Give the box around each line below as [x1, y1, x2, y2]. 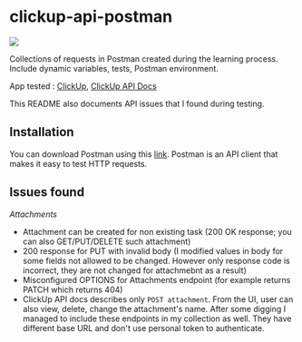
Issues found [9, 184, 84, 200]
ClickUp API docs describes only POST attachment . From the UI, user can [22, 293, 294, 305]
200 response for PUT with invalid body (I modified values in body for [22, 245, 284, 256]
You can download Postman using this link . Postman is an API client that [9, 148, 278, 160]
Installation [9, 124, 74, 140]
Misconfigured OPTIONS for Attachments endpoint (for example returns [22, 274, 291, 285]
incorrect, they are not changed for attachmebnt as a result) [22, 265, 248, 276]
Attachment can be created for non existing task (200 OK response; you [22, 226, 292, 237]
